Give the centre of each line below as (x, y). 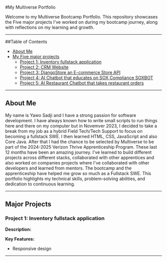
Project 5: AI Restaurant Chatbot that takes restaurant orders (82, 83)
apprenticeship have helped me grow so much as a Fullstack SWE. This (78, 173)
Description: (18, 229)
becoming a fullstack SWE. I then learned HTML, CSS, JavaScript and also (81, 136)
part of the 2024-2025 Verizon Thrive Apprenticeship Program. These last (81, 147)
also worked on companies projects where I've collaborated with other (77, 163)
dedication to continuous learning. (40, 184)
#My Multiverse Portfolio (30, 7)
